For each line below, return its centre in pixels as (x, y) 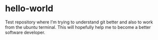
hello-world (29, 9)
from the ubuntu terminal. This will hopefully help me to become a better (78, 27)
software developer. (25, 32)
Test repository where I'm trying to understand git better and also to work (79, 22)
